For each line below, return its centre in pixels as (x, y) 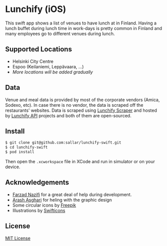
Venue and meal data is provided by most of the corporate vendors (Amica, (83, 100)
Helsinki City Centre (33, 61)
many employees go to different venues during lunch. (60, 33)
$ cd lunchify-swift (27, 147)
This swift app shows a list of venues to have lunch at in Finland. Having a (81, 23)
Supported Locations (39, 49)
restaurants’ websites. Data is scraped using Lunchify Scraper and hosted (81, 110)
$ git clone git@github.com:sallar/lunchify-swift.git (63, 143)
